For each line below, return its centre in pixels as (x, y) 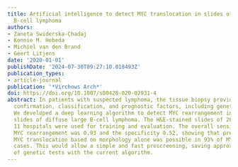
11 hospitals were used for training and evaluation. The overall (114, 126)
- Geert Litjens (31, 54)
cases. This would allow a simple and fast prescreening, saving (112, 146)
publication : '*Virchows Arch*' (55, 87)
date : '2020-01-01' (36, 60)
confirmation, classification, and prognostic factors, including (114, 107)
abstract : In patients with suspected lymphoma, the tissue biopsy (109, 100)
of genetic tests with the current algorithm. (84, 153)
